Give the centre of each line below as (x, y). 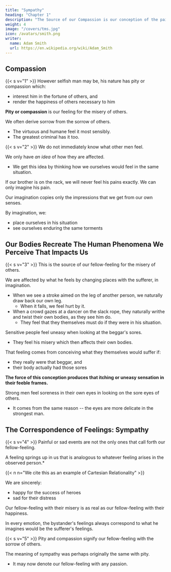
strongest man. (28, 414)
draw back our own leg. (37, 301)
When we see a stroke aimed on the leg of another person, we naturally (88, 295)
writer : (13, 39)
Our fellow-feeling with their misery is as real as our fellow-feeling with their (85, 508)
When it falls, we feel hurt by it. (53, 306)
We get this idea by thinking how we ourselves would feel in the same (85, 167)
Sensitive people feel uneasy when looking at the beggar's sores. (74, 333)
